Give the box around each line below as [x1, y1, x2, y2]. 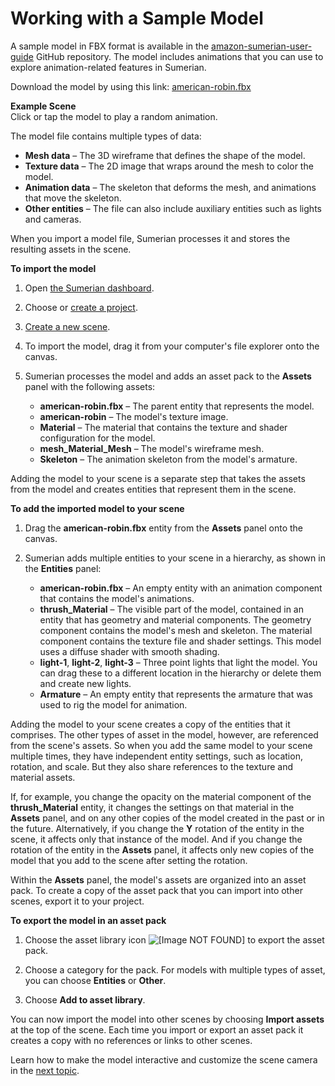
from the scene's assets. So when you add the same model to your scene [10, 739, 313, 751]
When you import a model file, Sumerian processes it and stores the [10, 232, 291, 244]
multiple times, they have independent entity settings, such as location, [10, 750, 303, 762]
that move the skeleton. [24, 192, 122, 204]
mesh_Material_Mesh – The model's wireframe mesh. [39, 442, 265, 454]
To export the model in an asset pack [10, 914, 167, 926]
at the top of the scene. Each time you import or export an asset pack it [10, 1023, 304, 1036]
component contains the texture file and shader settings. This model [39, 635, 322, 647]
